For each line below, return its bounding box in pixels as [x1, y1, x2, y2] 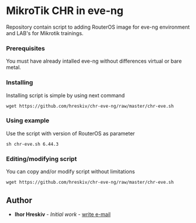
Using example [6, 116, 50, 125]
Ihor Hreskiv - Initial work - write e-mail [14, 211, 111, 218]
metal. [6, 64, 22, 71]
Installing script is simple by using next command [6, 92, 125, 99]
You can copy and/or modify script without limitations [6, 168, 135, 175]
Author [6, 195, 32, 205]
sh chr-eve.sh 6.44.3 [6, 141, 59, 147]
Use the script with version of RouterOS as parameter [6, 130, 135, 137]
